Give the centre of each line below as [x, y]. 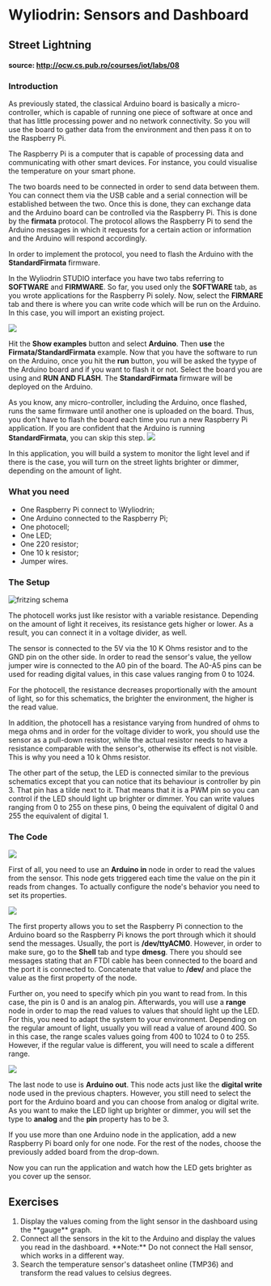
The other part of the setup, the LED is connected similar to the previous [129, 773]
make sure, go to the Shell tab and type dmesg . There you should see [125, 952]
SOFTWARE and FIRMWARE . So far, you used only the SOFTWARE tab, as [133, 287]
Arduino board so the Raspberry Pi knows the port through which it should [132, 935]
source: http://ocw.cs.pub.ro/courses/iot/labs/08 [94, 66]
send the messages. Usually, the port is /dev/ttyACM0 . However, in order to [135, 943]
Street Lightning [50, 45]
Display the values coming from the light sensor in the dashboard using [139, 1221]
